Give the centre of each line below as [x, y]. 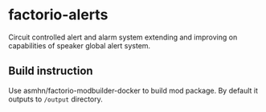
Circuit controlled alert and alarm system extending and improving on [123, 37]
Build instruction [51, 71]
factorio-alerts [58, 15]
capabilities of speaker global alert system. [80, 45]
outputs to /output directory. [55, 99]
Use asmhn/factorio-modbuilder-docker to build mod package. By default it [133, 90]
